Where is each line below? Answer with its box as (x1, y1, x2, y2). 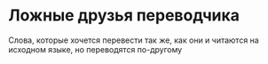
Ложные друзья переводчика (8, 5, 240, 26)
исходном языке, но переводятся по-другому (8, 44, 183, 54)
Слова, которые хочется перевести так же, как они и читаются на (8, 35, 259, 45)
